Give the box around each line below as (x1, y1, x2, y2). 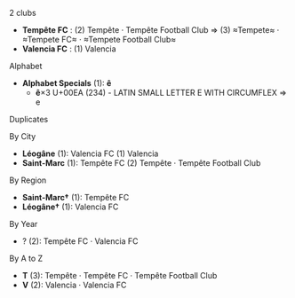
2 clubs (9, 8, 37, 18)
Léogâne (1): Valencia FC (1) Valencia (21, 148, 159, 159)
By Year (9, 219, 38, 229)
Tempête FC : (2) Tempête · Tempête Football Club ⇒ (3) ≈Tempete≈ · (21, 25, 280, 35)
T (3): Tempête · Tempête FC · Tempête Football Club (21, 271, 218, 280)
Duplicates (9, 114, 49, 124)
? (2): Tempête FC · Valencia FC (21, 236, 139, 247)
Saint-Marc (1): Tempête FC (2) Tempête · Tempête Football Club (21, 158, 261, 168)
